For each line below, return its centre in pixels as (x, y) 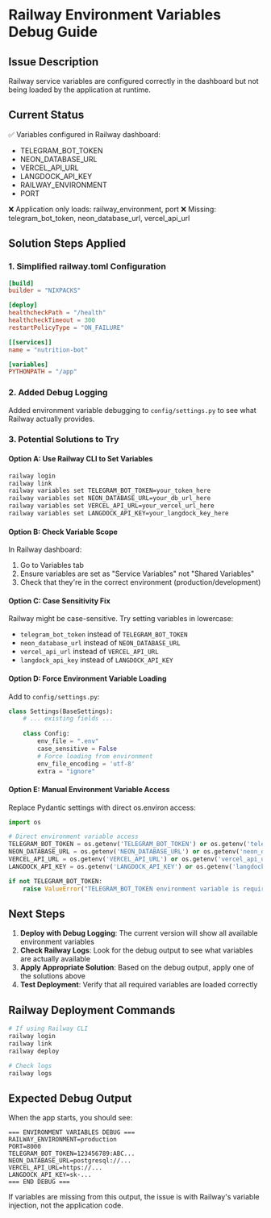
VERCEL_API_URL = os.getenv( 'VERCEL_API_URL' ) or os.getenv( (113, 859)
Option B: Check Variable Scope (63, 532)
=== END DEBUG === (39, 1182)
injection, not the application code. (66, 1205)
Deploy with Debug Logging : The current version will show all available (139, 933)
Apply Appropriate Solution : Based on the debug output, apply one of (137, 968)
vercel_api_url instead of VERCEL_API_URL (89, 652)
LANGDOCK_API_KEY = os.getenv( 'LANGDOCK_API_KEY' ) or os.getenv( (120, 866)
